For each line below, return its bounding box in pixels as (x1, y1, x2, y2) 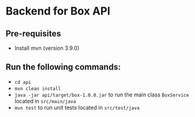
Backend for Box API (5, 4, 110, 18)
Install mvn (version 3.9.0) (14, 44, 80, 52)
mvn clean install (14, 85, 61, 92)
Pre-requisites (5, 28, 61, 39)
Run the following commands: (5, 62, 121, 72)
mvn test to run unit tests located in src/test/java (14, 104, 140, 111)
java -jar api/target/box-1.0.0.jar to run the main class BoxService (14, 91, 189, 98)
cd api (14, 79, 31, 85)
